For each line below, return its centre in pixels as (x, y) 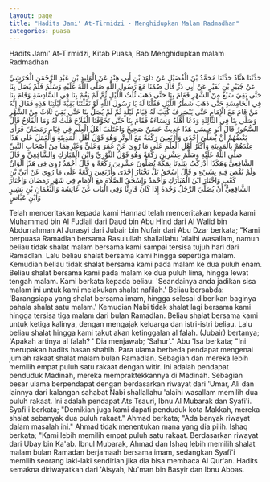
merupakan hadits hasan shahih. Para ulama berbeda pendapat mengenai (131, 350)
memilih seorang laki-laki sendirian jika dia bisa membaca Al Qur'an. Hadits (133, 461)
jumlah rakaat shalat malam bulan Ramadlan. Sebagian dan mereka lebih (129, 358)
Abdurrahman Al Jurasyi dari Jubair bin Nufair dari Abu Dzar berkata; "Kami (135, 230)
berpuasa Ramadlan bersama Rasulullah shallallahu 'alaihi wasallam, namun (134, 239)
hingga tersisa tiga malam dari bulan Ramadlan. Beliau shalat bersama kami (134, 315)
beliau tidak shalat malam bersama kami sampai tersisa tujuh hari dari (124, 247)
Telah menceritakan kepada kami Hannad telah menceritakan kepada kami (132, 213)
